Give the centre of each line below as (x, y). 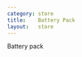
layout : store (30, 26)
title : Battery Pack (41, 20)
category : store (30, 14)
